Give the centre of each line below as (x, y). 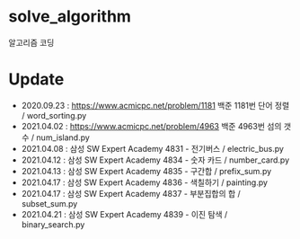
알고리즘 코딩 (31, 42)
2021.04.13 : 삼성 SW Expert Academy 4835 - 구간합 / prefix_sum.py (146, 171)
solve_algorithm (70, 17)
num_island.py (63, 137)
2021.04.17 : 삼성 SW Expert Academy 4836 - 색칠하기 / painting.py (145, 182)
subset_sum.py (49, 203)
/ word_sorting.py (54, 115)
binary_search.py (53, 224)
